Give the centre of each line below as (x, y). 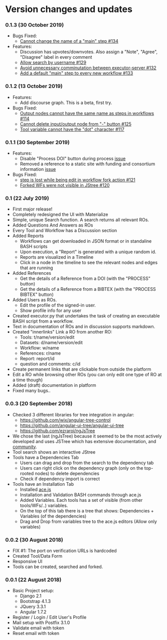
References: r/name (40, 353)
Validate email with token (38, 628)
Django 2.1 (31, 596)
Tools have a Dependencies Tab (46, 457)
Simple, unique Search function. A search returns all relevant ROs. (81, 220)
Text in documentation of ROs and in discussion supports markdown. (84, 327)
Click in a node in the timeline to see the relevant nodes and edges (89, 263)
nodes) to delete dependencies (67, 473)
